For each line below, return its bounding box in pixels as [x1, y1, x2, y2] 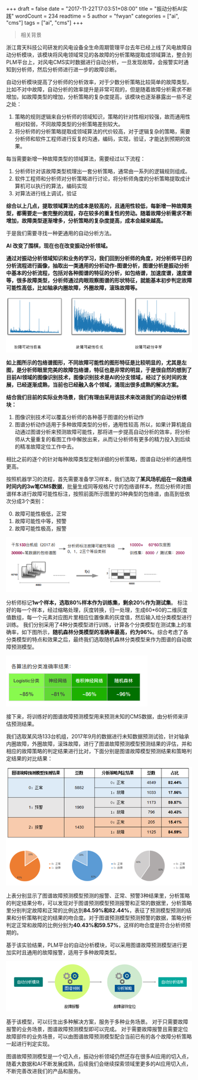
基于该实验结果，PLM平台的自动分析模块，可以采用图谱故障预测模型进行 [6, 941, 183, 948]
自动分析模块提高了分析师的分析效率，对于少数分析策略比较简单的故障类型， [6, 78, 192, 86]
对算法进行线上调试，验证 [14, 190, 77, 196]
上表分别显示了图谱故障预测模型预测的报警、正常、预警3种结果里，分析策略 [6, 892, 190, 900]
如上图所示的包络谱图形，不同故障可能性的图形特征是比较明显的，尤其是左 [6, 359, 187, 366]
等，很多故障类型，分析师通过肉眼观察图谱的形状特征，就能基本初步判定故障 [6, 277, 192, 284]
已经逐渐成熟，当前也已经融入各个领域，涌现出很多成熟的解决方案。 [16, 381, 181, 388]
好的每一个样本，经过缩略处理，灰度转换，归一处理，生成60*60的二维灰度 [6, 606, 188, 613]
